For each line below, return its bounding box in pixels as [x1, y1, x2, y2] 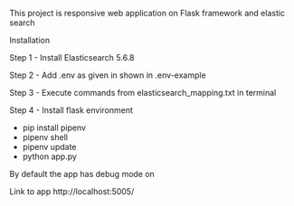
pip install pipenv [22, 122, 87, 133]
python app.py [22, 151, 77, 162]
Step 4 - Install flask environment [9, 105, 134, 116]
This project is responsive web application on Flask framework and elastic [9, 8, 286, 18]
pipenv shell [22, 132, 68, 143]
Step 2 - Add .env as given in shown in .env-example [9, 70, 206, 80]
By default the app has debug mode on [9, 169, 156, 179]
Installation [9, 35, 51, 45]
